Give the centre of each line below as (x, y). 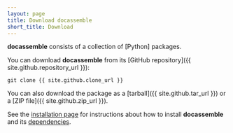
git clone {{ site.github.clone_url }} (65, 80)
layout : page (26, 14)
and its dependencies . (39, 122)
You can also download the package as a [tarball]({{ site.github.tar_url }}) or (116, 93)
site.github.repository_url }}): (48, 68)
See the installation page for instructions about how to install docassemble (115, 114)
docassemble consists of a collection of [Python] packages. (94, 47)
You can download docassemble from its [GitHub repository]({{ (99, 60)
